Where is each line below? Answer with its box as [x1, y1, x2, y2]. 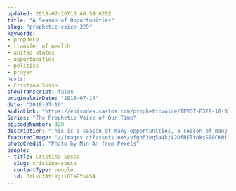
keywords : [7, 29, 37, 37]
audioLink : [7, 108, 39, 115]
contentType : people [13, 166, 74, 174]
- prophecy [7, 36, 39, 43]
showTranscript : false [7, 88, 74, 95]
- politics [7, 62, 39, 69]
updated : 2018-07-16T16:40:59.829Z [7, 10, 112, 17]
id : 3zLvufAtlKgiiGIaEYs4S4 [13, 173, 96, 180]
